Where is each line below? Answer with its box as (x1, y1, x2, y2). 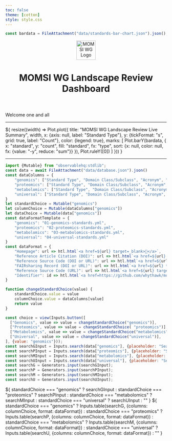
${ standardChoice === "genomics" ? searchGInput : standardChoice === (5, 386, 162, 392)
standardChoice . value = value (14, 292, 79, 297)
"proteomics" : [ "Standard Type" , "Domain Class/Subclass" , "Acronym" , (14, 182, 168, 187)
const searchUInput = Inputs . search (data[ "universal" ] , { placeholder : (5, 358, 159, 363)
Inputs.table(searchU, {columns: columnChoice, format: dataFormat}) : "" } (5, 430, 163, 436)
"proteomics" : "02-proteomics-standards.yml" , (14, 225, 116, 230)
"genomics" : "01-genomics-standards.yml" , (14, 220, 106, 226)
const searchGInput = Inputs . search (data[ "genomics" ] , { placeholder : (5, 344, 157, 349)
